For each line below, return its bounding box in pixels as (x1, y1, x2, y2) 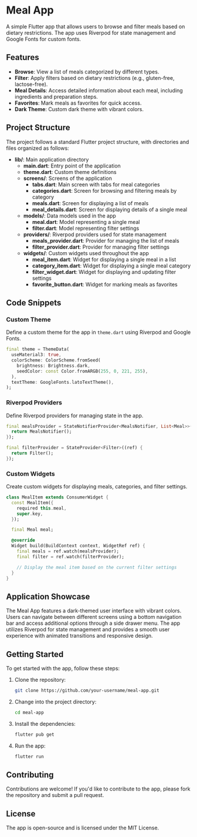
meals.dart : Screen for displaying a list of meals (32, 199, 149, 206)
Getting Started (6, 649, 64, 659)
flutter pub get (14, 731, 55, 738)
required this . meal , (16, 505, 67, 511)
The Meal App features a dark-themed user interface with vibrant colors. (6, 607, 182, 614)
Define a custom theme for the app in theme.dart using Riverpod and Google (6, 329, 191, 336)
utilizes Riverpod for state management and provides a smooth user (6, 626, 170, 633)
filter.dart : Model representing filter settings (32, 225, 140, 232)
